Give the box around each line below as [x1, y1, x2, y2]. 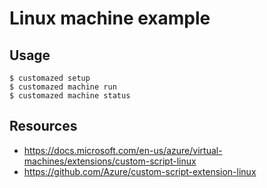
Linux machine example [9, 7, 211, 30]
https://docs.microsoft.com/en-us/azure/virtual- [23, 144, 223, 156]
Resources [9, 118, 78, 135]
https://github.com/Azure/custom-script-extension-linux [23, 165, 257, 177]
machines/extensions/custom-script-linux [23, 155, 197, 167]
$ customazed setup [9, 73, 91, 83]
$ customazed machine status [9, 91, 131, 101]
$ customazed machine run [9, 82, 117, 92]
